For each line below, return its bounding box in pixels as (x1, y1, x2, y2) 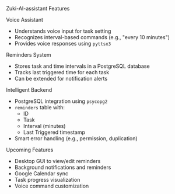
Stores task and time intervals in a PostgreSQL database (14, 63, 150, 70)
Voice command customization (14, 182, 89, 189)
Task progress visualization (14, 176, 80, 183)
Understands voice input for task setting (14, 27, 111, 34)
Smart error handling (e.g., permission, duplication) (14, 135, 138, 142)
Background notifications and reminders (14, 164, 111, 171)
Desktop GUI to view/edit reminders (14, 158, 101, 164)
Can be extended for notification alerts (14, 75, 108, 82)
